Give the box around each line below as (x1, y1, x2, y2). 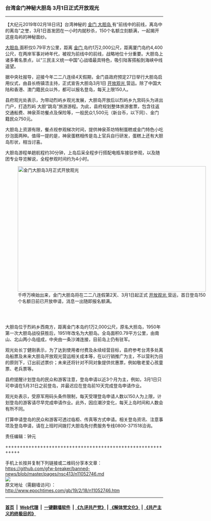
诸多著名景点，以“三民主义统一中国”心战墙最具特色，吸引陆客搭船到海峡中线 (5, 57, 163, 63)
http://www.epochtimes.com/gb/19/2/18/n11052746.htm (5, 487, 120, 493)
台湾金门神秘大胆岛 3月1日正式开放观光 (5, 4, 99, 11)
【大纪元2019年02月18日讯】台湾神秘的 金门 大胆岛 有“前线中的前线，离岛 (5, 22, 158, 28)
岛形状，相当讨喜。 (5, 139, 45, 145)
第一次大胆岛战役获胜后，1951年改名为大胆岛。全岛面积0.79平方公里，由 (5, 330, 155, 336)
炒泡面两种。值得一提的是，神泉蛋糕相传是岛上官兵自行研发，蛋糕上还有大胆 (5, 133, 163, 139)
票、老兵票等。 (5, 366, 36, 372)
